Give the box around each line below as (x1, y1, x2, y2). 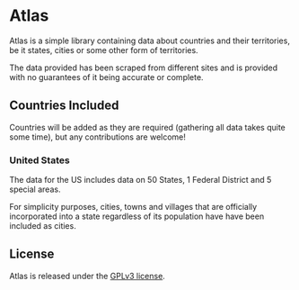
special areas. (9, 184, 61, 195)
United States (9, 154, 70, 167)
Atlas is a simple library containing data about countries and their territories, (9, 35, 290, 46)
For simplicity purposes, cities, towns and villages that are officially (9, 202, 258, 213)
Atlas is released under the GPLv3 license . (9, 270, 166, 281)
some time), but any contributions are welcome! (9, 131, 187, 142)
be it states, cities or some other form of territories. (9, 44, 199, 55)
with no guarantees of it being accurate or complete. (9, 71, 204, 82)
